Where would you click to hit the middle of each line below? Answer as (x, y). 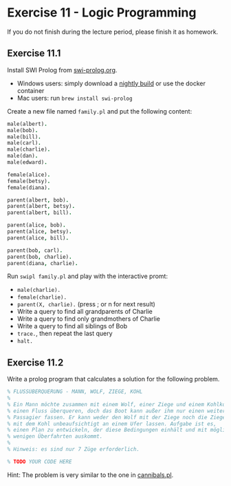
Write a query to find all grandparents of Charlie (85, 312)
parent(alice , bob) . (37, 225)
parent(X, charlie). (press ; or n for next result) (86, 304)
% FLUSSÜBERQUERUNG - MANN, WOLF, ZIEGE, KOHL (75, 392)
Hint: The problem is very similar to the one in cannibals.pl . (90, 475)
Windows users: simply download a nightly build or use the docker (111, 83)
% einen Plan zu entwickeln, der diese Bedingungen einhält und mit (107, 430)
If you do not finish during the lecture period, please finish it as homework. (113, 32)
